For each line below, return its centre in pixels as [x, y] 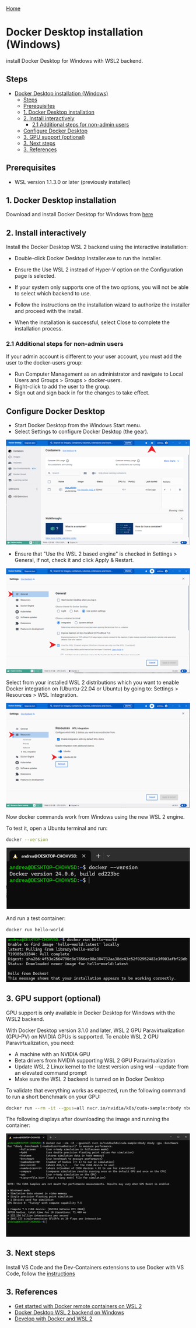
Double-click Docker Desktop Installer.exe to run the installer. [88, 258]
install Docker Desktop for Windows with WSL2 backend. [75, 60]
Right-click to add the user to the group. [62, 387]
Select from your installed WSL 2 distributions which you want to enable [93, 682]
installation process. [38, 329]
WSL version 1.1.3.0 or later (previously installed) [73, 182]
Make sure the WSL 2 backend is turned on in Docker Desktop [89, 1079]
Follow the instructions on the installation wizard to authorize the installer [102, 305]
